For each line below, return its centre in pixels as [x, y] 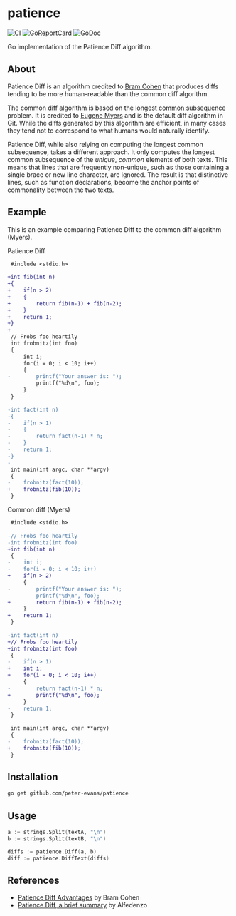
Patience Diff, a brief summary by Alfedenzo [82, 905]
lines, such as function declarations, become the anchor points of [103, 182]
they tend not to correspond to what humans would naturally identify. [108, 131]
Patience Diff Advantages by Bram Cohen [79, 897]
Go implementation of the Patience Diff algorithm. [80, 46]
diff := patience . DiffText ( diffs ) [59, 858]
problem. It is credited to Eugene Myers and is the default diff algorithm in [116, 115]
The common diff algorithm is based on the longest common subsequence [117, 108]
